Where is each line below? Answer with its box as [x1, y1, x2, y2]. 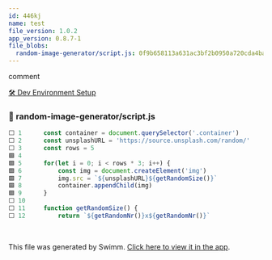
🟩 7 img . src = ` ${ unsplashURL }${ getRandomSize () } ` [8, 174, 218, 182]
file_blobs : [8, 42, 49, 50]
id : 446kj [8, 11, 42, 20]
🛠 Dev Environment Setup [8, 88, 96, 97]
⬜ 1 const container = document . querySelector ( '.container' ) [8, 129, 240, 137]
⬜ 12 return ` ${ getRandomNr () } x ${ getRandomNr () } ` [8, 212, 210, 220]
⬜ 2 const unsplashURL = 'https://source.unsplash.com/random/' [8, 136, 251, 145]
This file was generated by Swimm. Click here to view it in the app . [8, 241, 231, 251]
